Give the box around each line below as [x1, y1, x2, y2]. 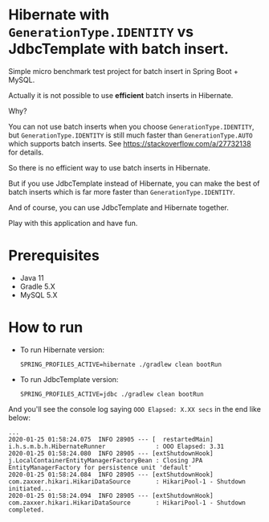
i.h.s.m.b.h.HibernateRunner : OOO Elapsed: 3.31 [8, 442, 225, 450]
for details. [8, 147, 44, 157]
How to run [8, 319, 84, 337]
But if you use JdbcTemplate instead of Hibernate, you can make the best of [8, 179, 260, 188]
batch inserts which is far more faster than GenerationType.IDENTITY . [8, 187, 235, 196]
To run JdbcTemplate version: [19, 374, 119, 384]
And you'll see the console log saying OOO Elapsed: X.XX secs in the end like [8, 404, 261, 413]
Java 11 [19, 273, 44, 282]
